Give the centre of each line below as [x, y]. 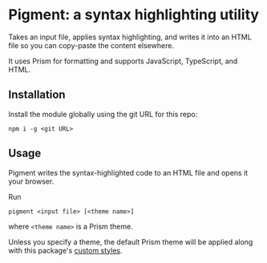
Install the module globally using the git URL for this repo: [103, 114]
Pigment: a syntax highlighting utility [133, 15]
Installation [37, 95]
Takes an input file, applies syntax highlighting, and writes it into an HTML [130, 37]
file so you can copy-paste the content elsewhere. [91, 45]
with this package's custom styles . [65, 250]
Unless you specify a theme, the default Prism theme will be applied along [131, 241]
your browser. [31, 181]
